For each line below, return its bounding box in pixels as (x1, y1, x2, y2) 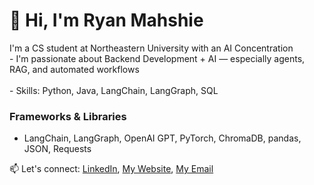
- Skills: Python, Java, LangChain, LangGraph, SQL (9, 84, 219, 96)
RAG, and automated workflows (9, 63, 140, 75)
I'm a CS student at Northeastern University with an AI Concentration (9, 42, 294, 54)
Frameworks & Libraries (9, 109, 127, 123)
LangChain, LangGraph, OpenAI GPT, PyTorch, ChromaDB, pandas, (23, 132, 302, 144)
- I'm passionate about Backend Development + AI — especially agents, (9, 52, 306, 64)
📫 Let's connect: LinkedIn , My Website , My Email (9, 163, 214, 175)
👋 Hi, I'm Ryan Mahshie (9, 9, 204, 32)
